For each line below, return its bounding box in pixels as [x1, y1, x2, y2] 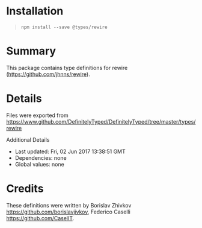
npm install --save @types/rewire [20, 24, 108, 30]
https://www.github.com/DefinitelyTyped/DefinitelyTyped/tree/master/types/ [6, 118, 196, 125]
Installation [6, 4, 64, 18]
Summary [6, 44, 56, 58]
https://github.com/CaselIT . [6, 214, 75, 221]
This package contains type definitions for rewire [6, 64, 128, 71]
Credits [6, 182, 44, 195]
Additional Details [6, 136, 50, 143]
